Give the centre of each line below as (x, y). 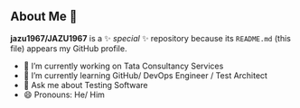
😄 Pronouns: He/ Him (64, 94)
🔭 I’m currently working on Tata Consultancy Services (123, 66)
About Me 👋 (44, 17)
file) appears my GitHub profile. (69, 48)
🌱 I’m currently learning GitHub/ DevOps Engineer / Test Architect (145, 75)
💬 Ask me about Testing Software (85, 85)
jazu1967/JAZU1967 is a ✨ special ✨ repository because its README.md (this (151, 38)
